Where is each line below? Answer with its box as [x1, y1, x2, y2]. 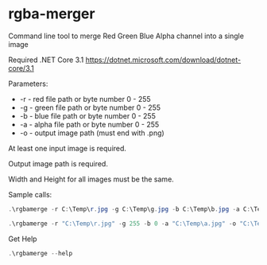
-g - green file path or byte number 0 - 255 [19, 103, 161, 112]
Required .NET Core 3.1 [8, 55, 84, 64]
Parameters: [8, 79, 48, 88]
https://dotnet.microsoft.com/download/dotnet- [85, 55, 242, 64]
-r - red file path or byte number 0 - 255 [19, 94, 151, 103]
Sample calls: [8, 189, 52, 199]
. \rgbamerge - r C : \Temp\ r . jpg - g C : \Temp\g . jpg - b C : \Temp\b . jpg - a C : [8, 205, 251, 213]
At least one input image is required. [8, 143, 127, 153]
